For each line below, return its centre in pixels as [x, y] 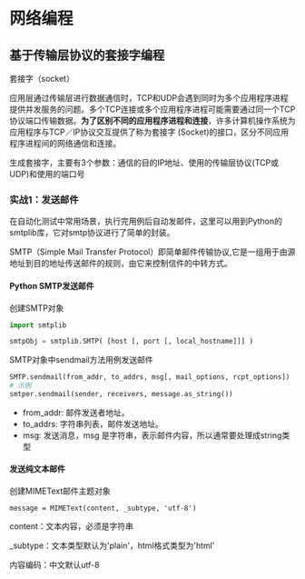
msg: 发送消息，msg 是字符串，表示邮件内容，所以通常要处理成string [152, 435]
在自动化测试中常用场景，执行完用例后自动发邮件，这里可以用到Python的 [146, 221]
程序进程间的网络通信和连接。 [65, 143]
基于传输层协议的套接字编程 [87, 55]
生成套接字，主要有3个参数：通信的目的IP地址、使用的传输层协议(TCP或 [144, 163]
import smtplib [38, 325]
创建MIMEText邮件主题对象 [60, 491]
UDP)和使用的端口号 [47, 174]
